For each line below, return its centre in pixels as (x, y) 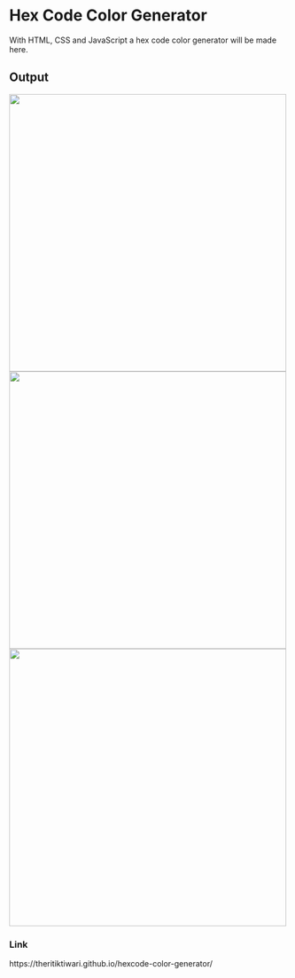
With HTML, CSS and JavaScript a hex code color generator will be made (143, 40)
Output (29, 78)
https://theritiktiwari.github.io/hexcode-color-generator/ (111, 964)
